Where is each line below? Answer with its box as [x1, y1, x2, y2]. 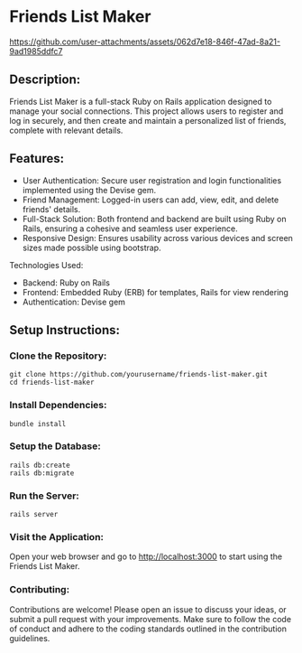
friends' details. [22, 203, 81, 214]
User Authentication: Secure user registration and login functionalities [22, 174, 282, 186]
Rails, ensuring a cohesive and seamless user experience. [22, 223, 238, 234]
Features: [9, 151, 65, 166]
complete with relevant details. [9, 125, 124, 135]
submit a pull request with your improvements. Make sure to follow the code [9, 613, 291, 624]
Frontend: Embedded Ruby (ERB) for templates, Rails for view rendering [22, 286, 288, 297]
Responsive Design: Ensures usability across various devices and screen [22, 232, 293, 243]
